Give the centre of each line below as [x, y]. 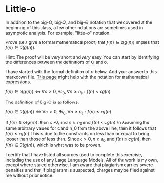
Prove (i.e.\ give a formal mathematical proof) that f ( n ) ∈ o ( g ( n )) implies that [82, 42]
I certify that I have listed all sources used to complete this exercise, [74, 155]
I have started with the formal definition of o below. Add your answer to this [81, 71]
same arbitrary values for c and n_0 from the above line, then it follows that [81, 128]
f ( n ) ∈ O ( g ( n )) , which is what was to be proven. [53, 145]
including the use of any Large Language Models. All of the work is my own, [82, 160]
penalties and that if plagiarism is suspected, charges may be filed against [80, 170]
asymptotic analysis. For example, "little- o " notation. [58, 33]
